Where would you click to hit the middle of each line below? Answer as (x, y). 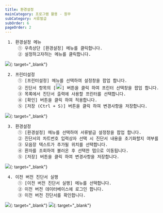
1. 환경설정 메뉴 (24, 42)
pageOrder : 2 (18, 28)
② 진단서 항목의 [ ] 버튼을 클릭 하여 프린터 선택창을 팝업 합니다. (88, 88)
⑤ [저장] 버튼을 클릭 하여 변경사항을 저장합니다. (69, 157)
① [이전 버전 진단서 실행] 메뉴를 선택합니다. (65, 183)
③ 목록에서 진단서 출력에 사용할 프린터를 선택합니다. (72, 94)
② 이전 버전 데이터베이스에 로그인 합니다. (61, 189)
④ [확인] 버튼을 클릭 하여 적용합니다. (57, 100)
